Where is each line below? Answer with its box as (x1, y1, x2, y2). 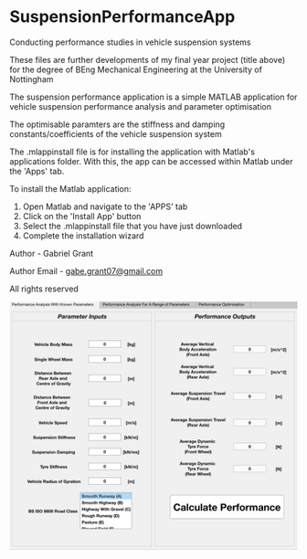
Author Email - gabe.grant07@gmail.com (9, 265, 164, 276)
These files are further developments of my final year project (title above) (9, 54, 286, 65)
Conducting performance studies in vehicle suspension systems (9, 37, 251, 47)
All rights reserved (9, 283, 79, 294)
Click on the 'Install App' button (22, 210, 142, 221)
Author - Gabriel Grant (9, 248, 94, 258)
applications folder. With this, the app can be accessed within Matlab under (9, 155, 293, 166)
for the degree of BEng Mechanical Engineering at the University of (9, 64, 263, 75)
